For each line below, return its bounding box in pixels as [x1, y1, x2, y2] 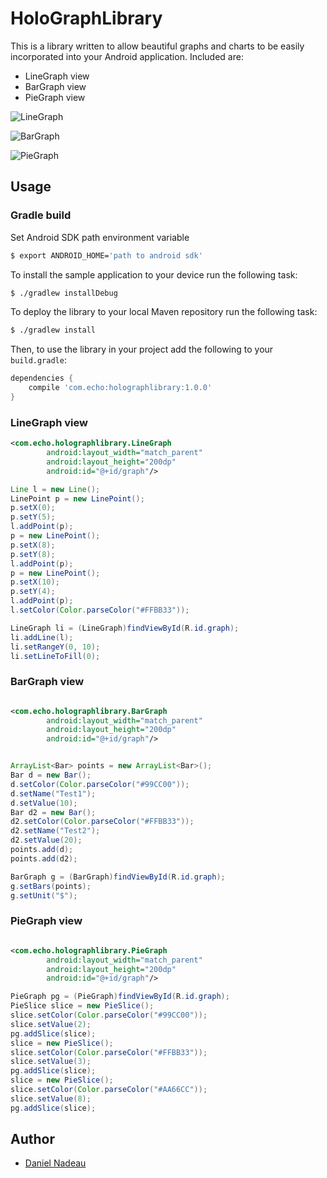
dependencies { [10, 373, 74, 384]
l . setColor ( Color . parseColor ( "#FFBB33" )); [10, 605, 190, 616]
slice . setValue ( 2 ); [10, 1019, 92, 1029]
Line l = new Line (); [10, 484, 101, 494]
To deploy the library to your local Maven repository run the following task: [10, 306, 318, 318]
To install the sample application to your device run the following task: [10, 268, 298, 281]
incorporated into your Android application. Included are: [10, 50, 244, 62]
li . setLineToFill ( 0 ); [10, 651, 101, 661]
